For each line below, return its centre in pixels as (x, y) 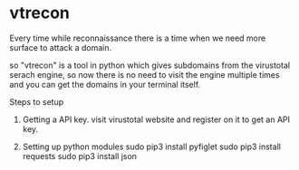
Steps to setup (37, 101)
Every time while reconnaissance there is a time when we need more (138, 38)
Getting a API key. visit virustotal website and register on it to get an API (156, 119)
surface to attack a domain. (61, 47)
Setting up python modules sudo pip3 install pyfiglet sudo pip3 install (151, 146)
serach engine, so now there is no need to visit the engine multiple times (145, 74)
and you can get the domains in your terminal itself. (105, 84)
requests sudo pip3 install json (80, 156)
